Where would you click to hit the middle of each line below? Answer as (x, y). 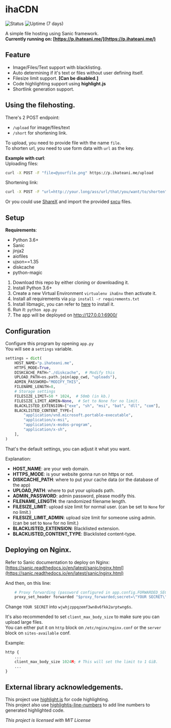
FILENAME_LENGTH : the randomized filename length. (69, 501)
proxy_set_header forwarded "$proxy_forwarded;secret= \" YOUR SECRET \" (91, 597)
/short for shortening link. (40, 133)
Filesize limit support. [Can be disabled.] (55, 78)
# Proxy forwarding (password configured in (62, 592)
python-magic (27, 272)
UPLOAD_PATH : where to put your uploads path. (64, 490)
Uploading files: (22, 163)
